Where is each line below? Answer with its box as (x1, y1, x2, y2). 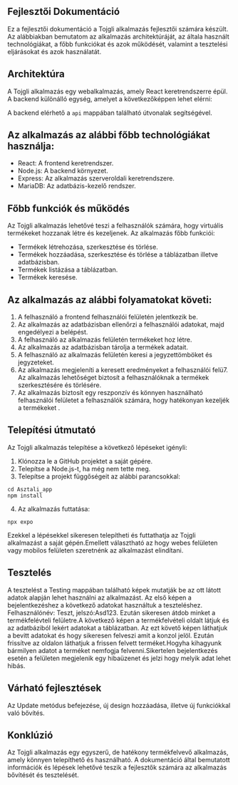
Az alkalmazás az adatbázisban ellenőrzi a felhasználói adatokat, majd (17, 320, 224, 329)
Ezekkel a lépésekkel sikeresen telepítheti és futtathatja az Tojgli (7, 530, 196, 539)
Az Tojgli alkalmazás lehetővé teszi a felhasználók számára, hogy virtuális (7, 221, 224, 230)
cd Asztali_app (7, 486, 53, 493)
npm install (7, 492, 43, 499)
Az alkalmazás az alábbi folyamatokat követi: (7, 294, 212, 306)
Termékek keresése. (17, 273, 78, 282)
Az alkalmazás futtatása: (17, 504, 90, 513)
